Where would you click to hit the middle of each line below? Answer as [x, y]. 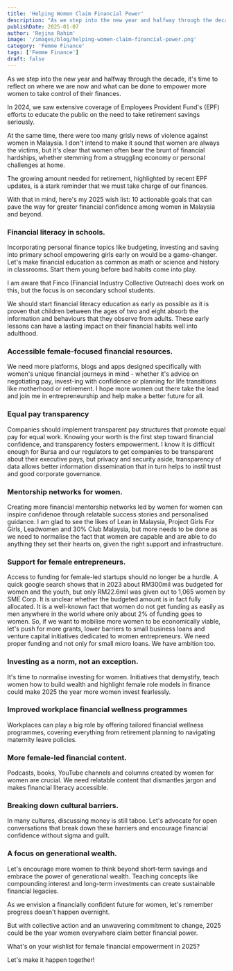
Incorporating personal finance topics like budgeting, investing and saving [113, 247]
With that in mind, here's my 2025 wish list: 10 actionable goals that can [110, 199]
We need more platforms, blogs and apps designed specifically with [104, 367]
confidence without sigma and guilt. [58, 835]
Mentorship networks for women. [65, 491]
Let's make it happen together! [51, 960]
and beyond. [25, 214]
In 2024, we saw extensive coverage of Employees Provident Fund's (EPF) [113, 107]
